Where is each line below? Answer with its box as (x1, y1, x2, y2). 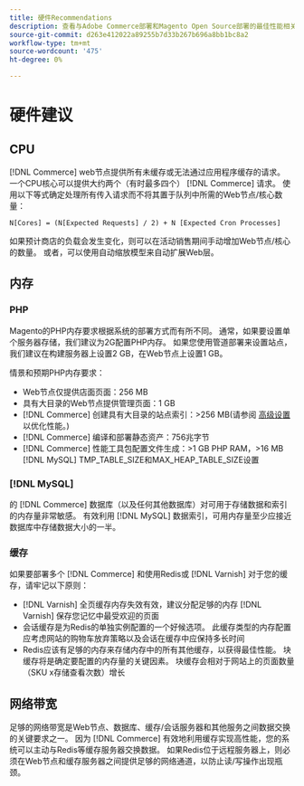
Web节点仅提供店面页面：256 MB (22, 386, 148, 397)
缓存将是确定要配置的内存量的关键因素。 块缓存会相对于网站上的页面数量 (22, 656, 295, 667)
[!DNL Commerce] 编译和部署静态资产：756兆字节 (22, 431, 210, 442)
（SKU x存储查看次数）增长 (22, 667, 126, 678)
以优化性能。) (22, 420, 70, 431)
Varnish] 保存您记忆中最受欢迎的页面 (22, 611, 160, 621)
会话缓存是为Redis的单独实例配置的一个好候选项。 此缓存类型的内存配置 (22, 621, 292, 633)
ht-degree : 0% (9, 55, 63, 64)
